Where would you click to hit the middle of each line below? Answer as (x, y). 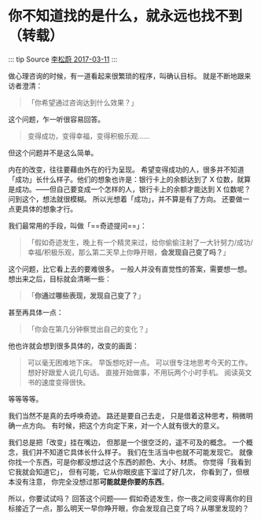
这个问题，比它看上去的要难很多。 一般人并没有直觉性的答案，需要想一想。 (130, 269)
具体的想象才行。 (49, 209)
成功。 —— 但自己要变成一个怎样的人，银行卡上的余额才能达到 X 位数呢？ (133, 189)
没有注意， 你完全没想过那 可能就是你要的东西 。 (92, 481)
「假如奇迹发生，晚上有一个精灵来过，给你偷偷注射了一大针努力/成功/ (140, 242)
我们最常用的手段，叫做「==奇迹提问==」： (78, 225)
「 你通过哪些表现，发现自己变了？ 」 (86, 295)
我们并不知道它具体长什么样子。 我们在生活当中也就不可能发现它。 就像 (137, 452)
